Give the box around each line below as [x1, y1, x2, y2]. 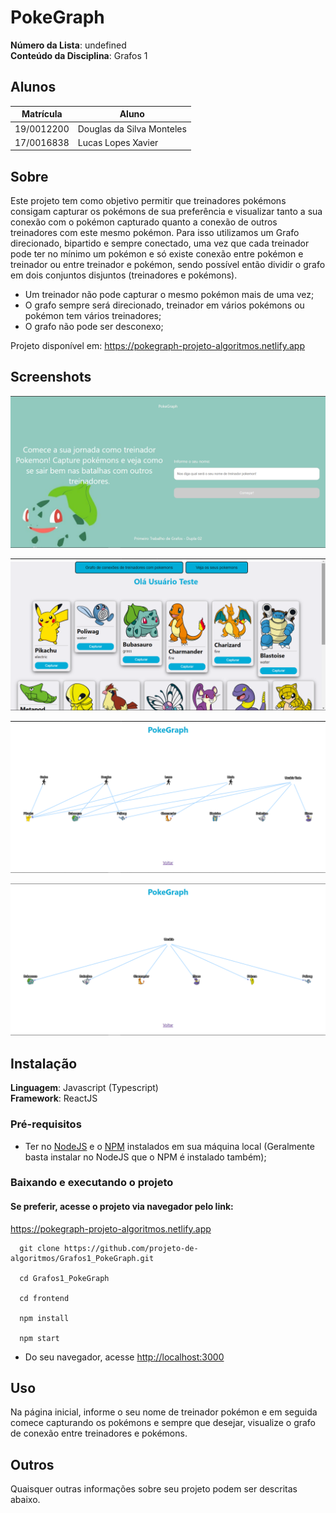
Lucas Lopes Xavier [77, 136, 159, 148]
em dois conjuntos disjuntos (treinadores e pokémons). [10, 269, 238, 281]
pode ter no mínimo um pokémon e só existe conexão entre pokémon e [10, 248, 304, 260]
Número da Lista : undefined [10, 39, 127, 51]
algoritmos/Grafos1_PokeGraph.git [10, 1253, 155, 1263]
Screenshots [10, 369, 92, 386]
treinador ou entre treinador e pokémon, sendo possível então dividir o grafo [10, 259, 326, 271]
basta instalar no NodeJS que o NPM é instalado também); [24, 1151, 267, 1163]
